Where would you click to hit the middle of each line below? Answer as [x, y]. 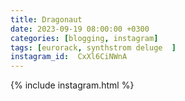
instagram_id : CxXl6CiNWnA [69, 57]
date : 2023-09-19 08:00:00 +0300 [80, 29]
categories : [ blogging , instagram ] [84, 38]
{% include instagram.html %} [72, 85]
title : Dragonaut [46, 19]
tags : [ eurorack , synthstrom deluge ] [93, 47]
